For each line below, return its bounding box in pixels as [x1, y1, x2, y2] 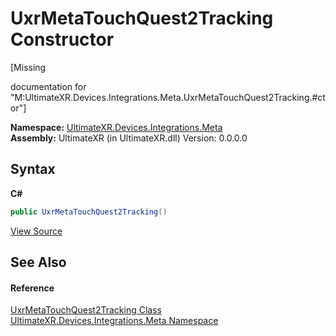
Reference [10, 282, 55, 294]
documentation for [10, 80, 87, 92]
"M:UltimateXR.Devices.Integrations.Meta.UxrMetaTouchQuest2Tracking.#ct [10, 91, 326, 103]
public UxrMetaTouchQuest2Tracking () [10, 207, 168, 217]
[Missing [10, 61, 47, 73]
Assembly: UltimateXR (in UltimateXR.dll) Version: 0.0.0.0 [10, 132, 248, 144]
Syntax [10, 161, 56, 178]
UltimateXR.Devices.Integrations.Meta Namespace [10, 315, 219, 327]
